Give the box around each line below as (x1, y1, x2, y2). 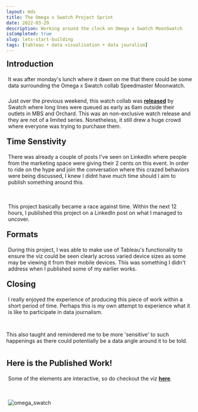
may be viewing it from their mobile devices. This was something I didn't (8, 259, 186, 266)
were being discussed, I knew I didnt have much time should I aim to (8, 172, 176, 179)
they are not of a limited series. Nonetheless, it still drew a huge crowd (8, 116, 181, 123)
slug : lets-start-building (6, 36, 73, 42)
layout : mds (6, 8, 36, 15)
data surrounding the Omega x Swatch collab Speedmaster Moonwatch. (8, 82, 185, 89)
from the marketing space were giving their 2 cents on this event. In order (8, 159, 189, 167)
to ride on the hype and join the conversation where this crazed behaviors (8, 165, 190, 173)
